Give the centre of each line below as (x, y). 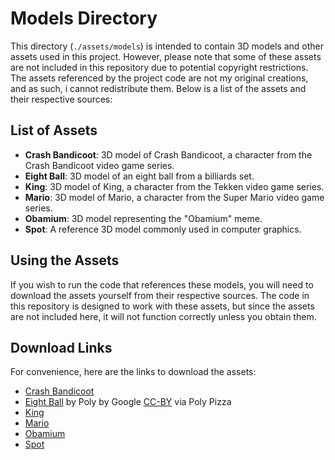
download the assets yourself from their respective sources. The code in (160, 295)
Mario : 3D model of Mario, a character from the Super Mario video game (174, 197)
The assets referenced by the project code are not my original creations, (159, 78)
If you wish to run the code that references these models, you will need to (162, 284)
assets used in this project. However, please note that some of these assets (166, 56)
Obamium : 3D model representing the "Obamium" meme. (143, 218)
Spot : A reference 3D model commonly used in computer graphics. (163, 229)
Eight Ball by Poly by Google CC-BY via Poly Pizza (128, 402)
